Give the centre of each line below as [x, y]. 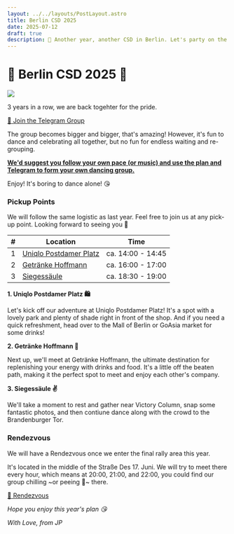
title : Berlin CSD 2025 [42, 20]
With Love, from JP [35, 522]
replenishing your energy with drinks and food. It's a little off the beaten [111, 367]
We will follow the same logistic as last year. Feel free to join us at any [108, 217]
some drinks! [26, 333]
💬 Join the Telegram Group [46, 121]
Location [61, 242]
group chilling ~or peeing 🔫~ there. [58, 481]
